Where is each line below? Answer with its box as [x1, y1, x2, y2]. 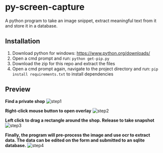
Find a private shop [5, 98, 45, 104]
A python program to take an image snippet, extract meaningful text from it [5, 18, 157, 24]
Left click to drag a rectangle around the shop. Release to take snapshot [5, 117, 155, 123]
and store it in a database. [5, 23, 58, 28]
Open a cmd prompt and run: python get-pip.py [12, 55, 109, 61]
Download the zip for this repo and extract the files [12, 60, 115, 66]
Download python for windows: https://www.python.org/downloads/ [12, 50, 151, 56]
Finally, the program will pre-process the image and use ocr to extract [5, 132, 151, 138]
